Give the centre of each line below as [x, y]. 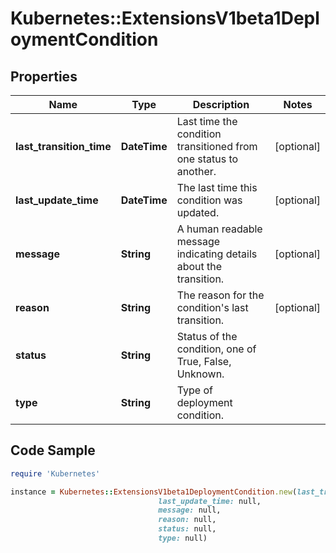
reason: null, [187, 520]
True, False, [204, 361]
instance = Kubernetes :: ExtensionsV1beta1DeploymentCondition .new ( [154, 492]
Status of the [207, 336]
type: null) [183, 538]
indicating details [217, 254]
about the [199, 266]
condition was [209, 200]
